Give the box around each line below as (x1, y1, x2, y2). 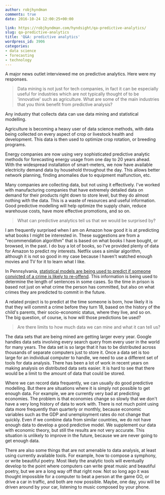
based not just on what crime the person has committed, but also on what (5, 284, 155, 290)
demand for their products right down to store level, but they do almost (5, 192, 149, 198)
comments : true (5, 12, 36, 17)
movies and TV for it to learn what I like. (5, 259, 86, 265)
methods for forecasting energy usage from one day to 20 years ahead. (5, 157, 151, 163)
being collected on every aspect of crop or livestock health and (5, 131, 134, 137)
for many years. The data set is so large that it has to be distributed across (5, 344, 156, 350)
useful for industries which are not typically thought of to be (17, 91, 139, 97)
